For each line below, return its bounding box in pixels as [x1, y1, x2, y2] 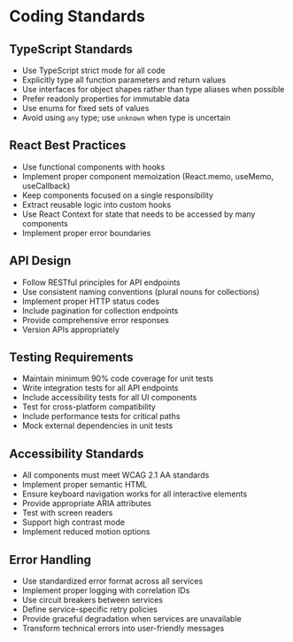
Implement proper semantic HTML [21, 480, 148, 490]
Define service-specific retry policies [21, 604, 158, 614]
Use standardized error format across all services [21, 575, 204, 587]
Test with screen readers [21, 508, 113, 519]
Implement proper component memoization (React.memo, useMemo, [21, 170, 274, 181]
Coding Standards [9, 6, 146, 27]
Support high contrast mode [21, 517, 126, 527]
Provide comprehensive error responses [21, 314, 170, 325]
